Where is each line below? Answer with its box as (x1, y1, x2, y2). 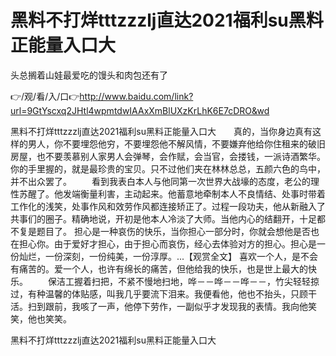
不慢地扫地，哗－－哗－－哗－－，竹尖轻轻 (134, 275, 311, 287)
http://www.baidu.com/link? (79, 90, 194, 102)
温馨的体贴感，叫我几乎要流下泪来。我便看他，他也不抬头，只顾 (44, 287, 308, 300)
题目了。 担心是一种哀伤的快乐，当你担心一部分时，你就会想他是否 (36, 225, 311, 237)
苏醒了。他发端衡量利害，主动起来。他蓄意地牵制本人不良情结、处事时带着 (18, 187, 326, 200)
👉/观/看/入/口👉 (10, 90, 80, 102)
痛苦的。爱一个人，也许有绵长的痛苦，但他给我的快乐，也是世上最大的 (18, 262, 308, 275)
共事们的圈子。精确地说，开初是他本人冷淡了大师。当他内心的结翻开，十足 (10, 212, 317, 225)
